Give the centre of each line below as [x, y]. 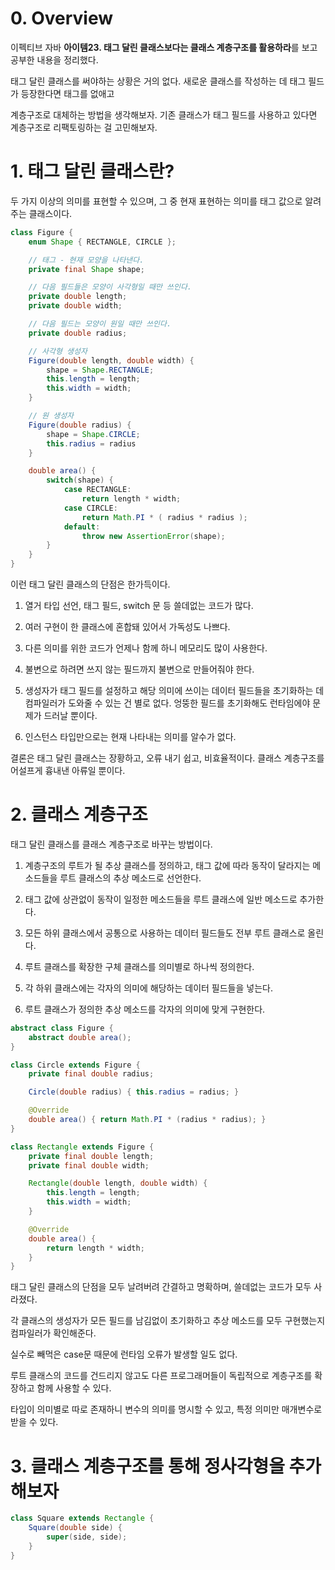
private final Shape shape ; [86, 269]
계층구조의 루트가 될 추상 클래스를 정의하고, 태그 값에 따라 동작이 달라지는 [167, 865]
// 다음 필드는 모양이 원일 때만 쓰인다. [100, 324]
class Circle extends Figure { [75, 1065]
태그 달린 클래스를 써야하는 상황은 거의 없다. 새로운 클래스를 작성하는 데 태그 [158, 81]
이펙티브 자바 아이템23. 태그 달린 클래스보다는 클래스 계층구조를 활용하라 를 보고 [164, 47]
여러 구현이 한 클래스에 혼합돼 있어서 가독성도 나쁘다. [127, 626]
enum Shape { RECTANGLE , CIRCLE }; [102, 242]
